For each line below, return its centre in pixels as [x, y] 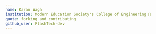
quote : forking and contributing [41, 19]
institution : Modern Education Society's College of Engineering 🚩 [78, 14]
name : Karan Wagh [24, 10]
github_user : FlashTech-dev [35, 24]
